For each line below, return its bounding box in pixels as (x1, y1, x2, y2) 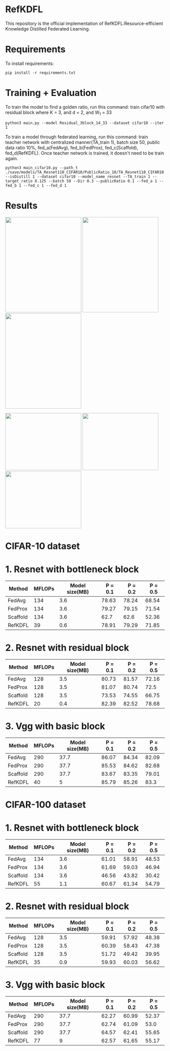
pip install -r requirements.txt (5, 70, 76, 75)
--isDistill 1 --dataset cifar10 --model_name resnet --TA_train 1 (5, 174, 151, 179)
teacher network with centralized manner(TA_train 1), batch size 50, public (5, 139, 160, 145)
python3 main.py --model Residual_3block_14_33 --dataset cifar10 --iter (5, 120, 164, 126)
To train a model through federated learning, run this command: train (5, 134, 148, 140)
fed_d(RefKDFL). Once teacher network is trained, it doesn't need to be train (5, 150, 164, 156)
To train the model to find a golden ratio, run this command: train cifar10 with (5, 104, 165, 110)
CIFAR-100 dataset (5, 799, 86, 810)
